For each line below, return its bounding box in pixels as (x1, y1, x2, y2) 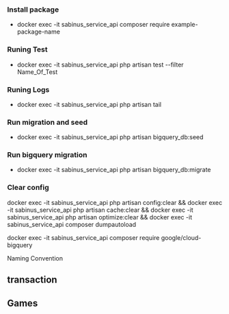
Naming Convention (7, 254, 64, 262)
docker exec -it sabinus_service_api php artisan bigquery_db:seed (16, 133, 204, 141)
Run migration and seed (7, 117, 87, 127)
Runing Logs (7, 84, 50, 94)
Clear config (7, 183, 49, 193)
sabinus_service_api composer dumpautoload (7, 220, 137, 228)
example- (171, 21, 198, 29)
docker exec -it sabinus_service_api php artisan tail (16, 100, 162, 108)
